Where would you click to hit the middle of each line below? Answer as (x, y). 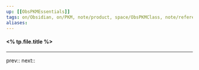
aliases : (17, 23)
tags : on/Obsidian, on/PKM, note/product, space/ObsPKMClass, (84, 17)
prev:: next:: (21, 61)
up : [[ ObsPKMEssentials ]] (38, 12)
